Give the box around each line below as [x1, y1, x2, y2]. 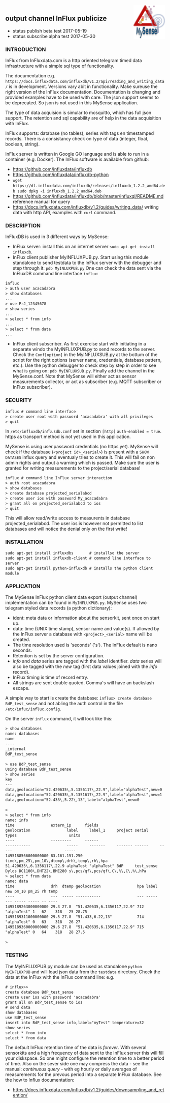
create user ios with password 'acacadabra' [5, 995, 101, 1000]
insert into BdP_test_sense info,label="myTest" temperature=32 [5, 1020, 144, 1025]
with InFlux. [5, 121, 29, 127]
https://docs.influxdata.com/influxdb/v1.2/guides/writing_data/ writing [12, 204, 159, 210]
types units [5, 833, 81, 838]
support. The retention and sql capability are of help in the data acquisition [5, 115, 161, 121]
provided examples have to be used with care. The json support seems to [5, 94, 159, 101]
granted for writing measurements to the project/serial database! [5, 465, 141, 471]
